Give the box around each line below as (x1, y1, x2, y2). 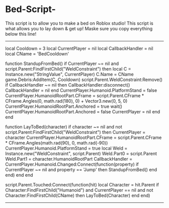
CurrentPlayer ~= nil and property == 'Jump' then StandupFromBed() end (5, 166, 157, 172)
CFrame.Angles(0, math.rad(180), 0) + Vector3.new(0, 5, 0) (5, 98, 128, 104)
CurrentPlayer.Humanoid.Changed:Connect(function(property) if (5, 161, 139, 167)
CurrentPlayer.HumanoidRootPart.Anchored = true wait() (5, 103, 122, 109)
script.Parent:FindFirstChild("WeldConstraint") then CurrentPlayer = (5, 129, 146, 135)
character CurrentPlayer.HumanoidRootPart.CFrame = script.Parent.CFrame (5, 134, 162, 141)
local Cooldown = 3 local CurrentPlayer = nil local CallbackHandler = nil (5, 45, 153, 51)
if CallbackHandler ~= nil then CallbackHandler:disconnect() (5, 82, 130, 88)
